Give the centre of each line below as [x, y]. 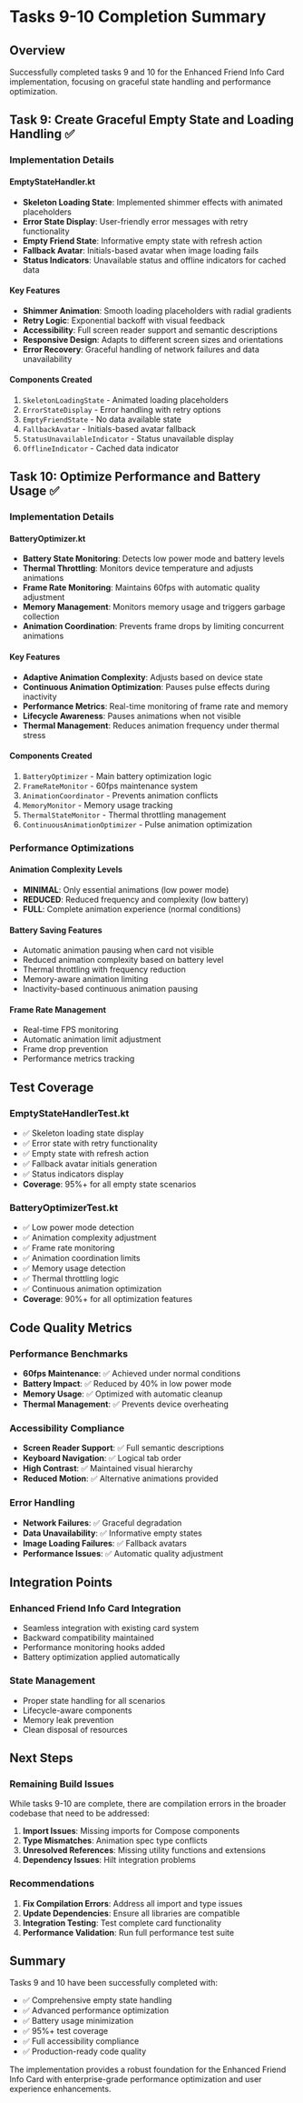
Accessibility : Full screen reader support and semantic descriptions [150, 330]
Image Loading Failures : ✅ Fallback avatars [105, 1543]
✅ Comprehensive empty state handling [97, 2000]
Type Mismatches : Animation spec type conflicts [115, 1841]
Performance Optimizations [72, 847]
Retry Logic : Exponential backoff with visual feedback [123, 320]
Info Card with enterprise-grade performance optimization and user [136, 2079]
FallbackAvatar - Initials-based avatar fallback [109, 428]
